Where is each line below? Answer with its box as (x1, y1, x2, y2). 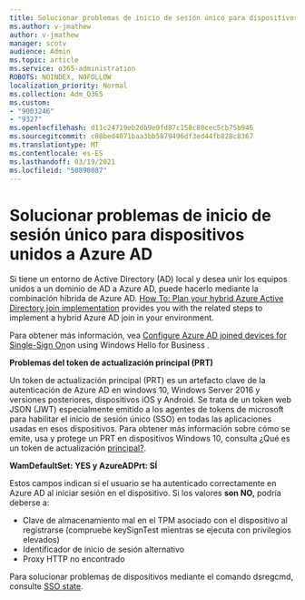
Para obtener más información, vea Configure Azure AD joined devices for (9, 330, 288, 341)
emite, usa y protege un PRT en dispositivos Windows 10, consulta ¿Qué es (9, 433, 290, 444)
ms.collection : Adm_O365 (9, 89, 103, 98)
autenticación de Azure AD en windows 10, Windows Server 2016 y (9, 384, 261, 396)
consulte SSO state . (9, 581, 84, 592)
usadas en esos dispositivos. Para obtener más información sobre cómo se (9, 423, 290, 434)
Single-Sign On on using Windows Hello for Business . (9, 340, 211, 351)
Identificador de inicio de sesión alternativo (22, 544, 184, 555)
